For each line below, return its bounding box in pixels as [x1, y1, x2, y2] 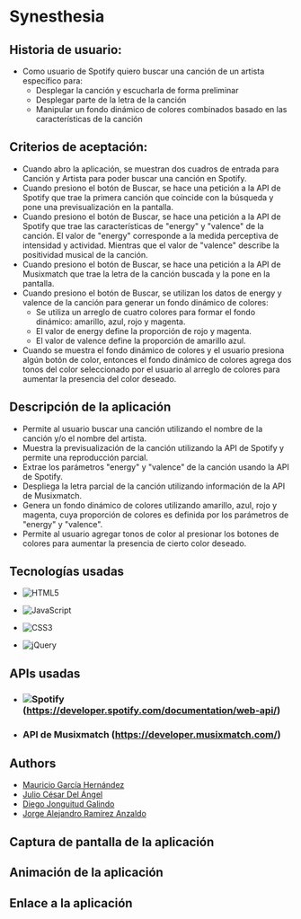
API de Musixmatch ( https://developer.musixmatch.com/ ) [22, 728, 281, 740]
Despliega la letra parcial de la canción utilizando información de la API [22, 481, 286, 491]
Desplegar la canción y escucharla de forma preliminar [35, 85, 239, 95]
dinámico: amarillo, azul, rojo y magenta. [35, 316, 186, 327]
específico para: [22, 75, 84, 86]
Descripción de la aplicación [9, 400, 172, 415]
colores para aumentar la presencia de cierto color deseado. [22, 537, 247, 549]
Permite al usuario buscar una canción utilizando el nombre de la [22, 423, 263, 434]
